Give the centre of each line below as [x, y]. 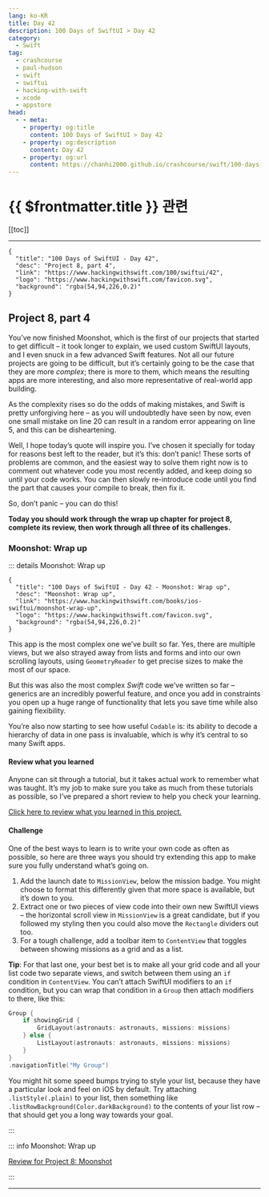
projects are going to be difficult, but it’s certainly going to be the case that [131, 363]
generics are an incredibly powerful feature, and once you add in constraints [134, 694]
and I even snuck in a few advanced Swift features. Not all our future [121, 354]
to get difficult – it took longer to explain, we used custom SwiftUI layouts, [129, 346]
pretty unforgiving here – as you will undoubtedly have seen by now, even [130, 413]
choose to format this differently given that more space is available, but [137, 889]
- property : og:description [69, 142]
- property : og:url [55, 157]
